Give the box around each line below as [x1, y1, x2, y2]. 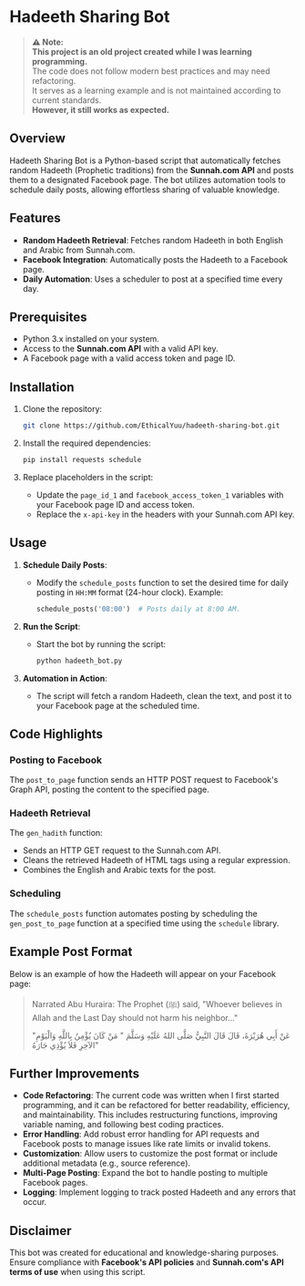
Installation [9, 379, 75, 395]
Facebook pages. [22, 1178, 88, 1188]
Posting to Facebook [9, 754, 103, 766]
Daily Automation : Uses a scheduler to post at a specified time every [22, 273, 283, 284]
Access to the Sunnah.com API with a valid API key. [22, 344, 219, 355]
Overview [9, 130, 66, 147]
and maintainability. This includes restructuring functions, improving [22, 1109, 278, 1120]
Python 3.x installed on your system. [22, 334, 159, 345]
